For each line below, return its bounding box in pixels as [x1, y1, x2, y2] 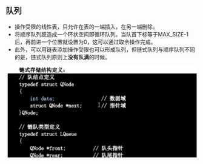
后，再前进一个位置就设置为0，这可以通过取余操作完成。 [14, 38, 156, 46]
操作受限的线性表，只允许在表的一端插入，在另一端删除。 [14, 23, 158, 30]
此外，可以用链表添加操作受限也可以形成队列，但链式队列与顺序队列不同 [14, 46, 195, 53]
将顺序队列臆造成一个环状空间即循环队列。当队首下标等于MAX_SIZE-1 [14, 30, 189, 38]
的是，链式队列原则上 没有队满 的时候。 [14, 53, 110, 61]
